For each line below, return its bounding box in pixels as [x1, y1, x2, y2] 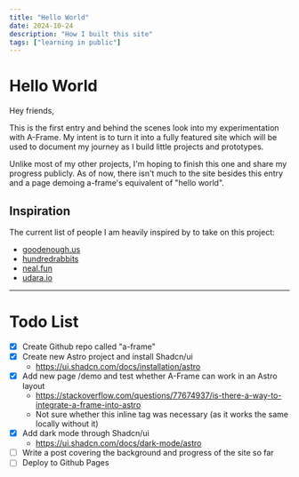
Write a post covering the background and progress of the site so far [21, 448, 274, 458]
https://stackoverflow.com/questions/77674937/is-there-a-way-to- [35, 390, 282, 401]
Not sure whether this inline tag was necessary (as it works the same [35, 409, 289, 420]
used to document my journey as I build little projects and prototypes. [9, 141, 264, 152]
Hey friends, [9, 106, 55, 116]
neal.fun [21, 263, 53, 274]
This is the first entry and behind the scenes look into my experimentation [9, 123, 279, 133]
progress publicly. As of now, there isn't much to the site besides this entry [9, 168, 283, 179]
